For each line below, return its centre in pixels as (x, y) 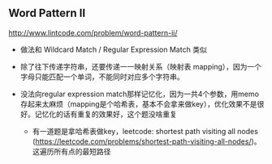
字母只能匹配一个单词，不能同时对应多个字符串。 (102, 77)
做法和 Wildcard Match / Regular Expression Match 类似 (113, 49)
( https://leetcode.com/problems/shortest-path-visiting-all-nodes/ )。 (147, 141)
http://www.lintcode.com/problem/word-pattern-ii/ (93, 32)
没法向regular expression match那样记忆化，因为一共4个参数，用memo (140, 94)
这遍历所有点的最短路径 (71, 151)
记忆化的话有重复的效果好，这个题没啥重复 (106, 114)
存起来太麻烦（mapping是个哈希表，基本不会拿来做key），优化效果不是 (138, 103)
